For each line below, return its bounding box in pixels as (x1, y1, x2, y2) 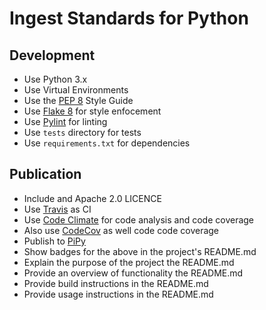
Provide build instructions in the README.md (23, 277, 209, 289)
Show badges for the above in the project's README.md (23, 245, 257, 257)
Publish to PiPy (23, 235, 86, 247)
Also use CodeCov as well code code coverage (23, 224, 220, 236)
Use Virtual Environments (23, 84, 129, 96)
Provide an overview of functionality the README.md (23, 267, 244, 279)
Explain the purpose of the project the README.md (23, 256, 235, 268)
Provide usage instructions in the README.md (23, 288, 214, 300)
